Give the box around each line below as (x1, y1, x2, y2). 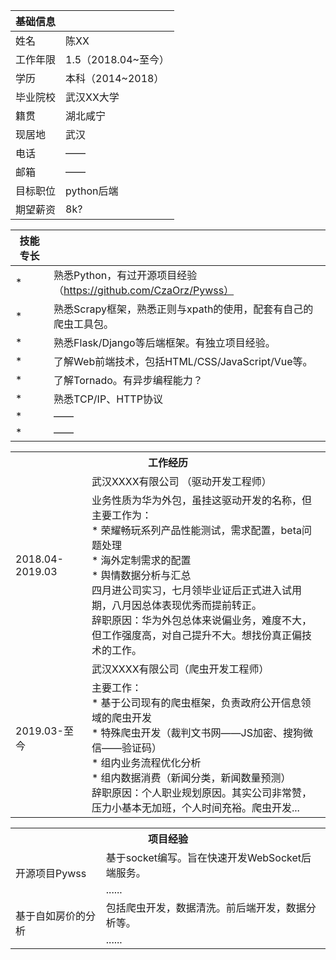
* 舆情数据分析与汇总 (91, 569, 192, 582)
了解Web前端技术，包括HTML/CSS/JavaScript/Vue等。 (53, 355, 313, 368)
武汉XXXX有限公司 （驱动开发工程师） (91, 475, 272, 488)
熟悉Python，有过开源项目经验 (53, 269, 198, 282)
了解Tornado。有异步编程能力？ (53, 374, 203, 387)
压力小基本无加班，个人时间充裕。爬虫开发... (91, 801, 300, 814)
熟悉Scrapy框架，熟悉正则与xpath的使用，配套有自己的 (53, 302, 314, 316)
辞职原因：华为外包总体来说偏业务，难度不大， (91, 614, 312, 627)
